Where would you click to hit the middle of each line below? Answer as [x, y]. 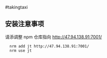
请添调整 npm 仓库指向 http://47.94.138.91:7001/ [53, 37]
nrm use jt [21, 51]
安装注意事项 [25, 24]
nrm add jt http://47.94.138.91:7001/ [50, 46]
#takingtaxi [17, 7]
